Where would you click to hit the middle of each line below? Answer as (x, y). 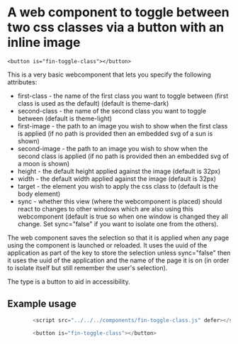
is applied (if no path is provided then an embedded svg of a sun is (115, 133)
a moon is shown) (44, 163)
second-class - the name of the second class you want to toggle (112, 111)
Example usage (42, 304)
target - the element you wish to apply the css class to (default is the (118, 186)
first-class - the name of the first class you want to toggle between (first (123, 96)
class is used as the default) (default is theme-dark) (93, 103)
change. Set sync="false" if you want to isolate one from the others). (118, 223)
